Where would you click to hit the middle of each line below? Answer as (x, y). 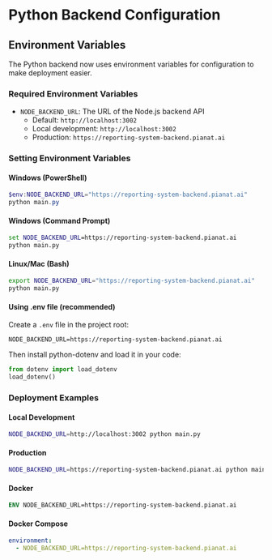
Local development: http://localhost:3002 (104, 129)
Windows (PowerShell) (48, 177)
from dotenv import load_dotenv (63, 370)
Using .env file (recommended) (62, 306)
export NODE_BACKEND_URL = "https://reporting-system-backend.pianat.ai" (132, 281)
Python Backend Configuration (115, 15)
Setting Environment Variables (70, 158)
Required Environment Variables (73, 93)
